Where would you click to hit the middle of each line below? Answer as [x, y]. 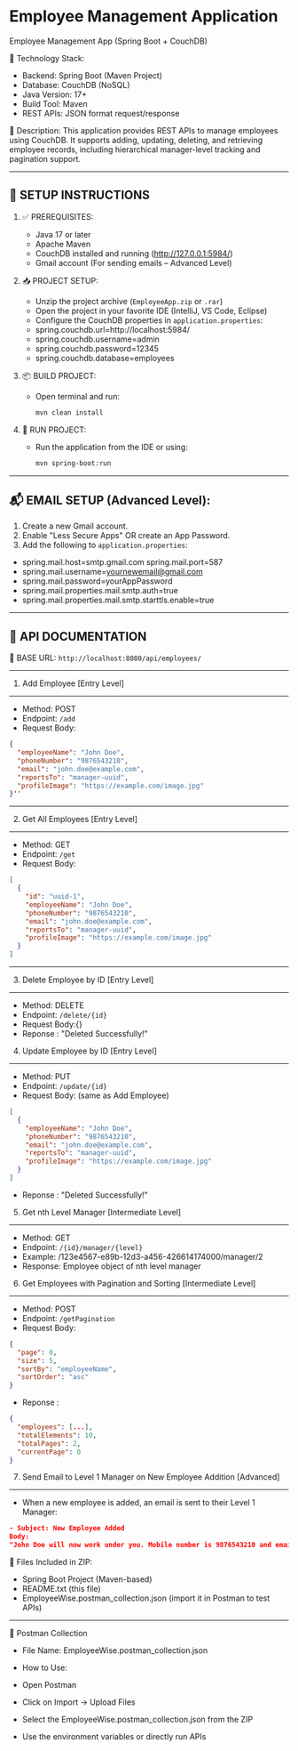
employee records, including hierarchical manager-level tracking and [135, 149]
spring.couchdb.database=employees [105, 358]
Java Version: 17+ [54, 94]
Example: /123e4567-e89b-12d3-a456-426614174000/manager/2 [142, 1256]
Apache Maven [63, 244]
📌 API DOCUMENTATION [78, 637]
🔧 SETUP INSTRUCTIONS [80, 195]
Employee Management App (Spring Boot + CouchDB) [109, 41]
